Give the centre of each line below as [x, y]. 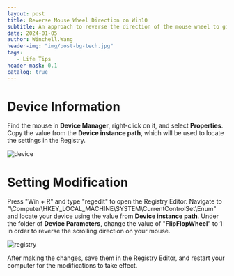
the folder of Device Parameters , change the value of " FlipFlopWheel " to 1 [115, 224]
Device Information [64, 106]
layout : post [26, 14]
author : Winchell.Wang [40, 40]
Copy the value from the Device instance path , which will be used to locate [116, 133]
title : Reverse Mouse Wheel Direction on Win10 [78, 20]
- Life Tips [34, 59]
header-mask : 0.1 [32, 66]
